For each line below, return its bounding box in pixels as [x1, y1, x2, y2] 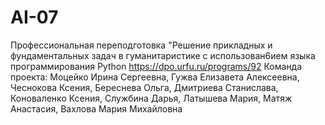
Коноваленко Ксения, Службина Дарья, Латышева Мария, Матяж [10, 92, 293, 104]
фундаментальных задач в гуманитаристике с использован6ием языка [10, 49, 316, 61]
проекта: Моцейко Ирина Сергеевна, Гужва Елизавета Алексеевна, [10, 71, 300, 83]
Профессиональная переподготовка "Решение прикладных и [10, 39, 273, 51]
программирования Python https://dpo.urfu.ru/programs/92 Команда [10, 60, 302, 72]
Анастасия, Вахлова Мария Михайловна [10, 102, 183, 115]
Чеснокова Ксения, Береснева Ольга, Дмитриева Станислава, [10, 81, 279, 93]
